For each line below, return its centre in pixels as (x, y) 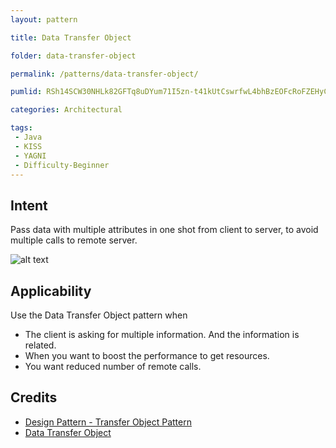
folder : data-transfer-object (73, 56)
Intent (29, 205)
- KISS (28, 146)
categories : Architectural (66, 110)
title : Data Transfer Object (71, 37)
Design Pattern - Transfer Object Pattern (108, 422)
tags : (21, 128)
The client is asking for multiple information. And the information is (162, 334)
